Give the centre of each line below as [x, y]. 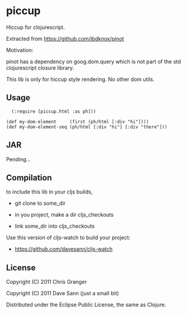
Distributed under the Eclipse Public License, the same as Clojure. [86, 305]
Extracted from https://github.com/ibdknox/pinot [65, 38]
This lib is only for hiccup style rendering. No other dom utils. [81, 79]
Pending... [19, 159]
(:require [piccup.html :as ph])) [54, 111]
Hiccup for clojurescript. [35, 27]
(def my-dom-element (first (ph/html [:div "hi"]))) [78, 122]
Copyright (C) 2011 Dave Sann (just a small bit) [63, 293]
